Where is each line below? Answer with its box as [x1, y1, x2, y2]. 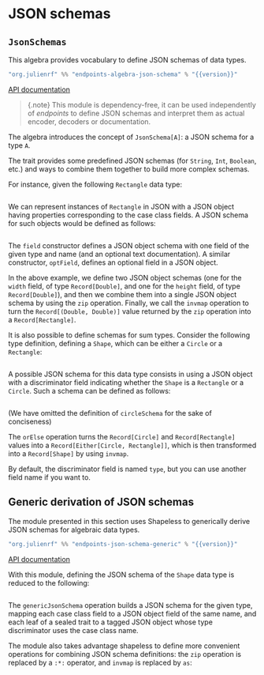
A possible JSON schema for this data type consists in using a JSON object [8, 369, 254, 379]
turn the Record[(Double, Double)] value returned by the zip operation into [8, 306, 252, 316]
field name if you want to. [8, 472, 91, 482]
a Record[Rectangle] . [8, 315, 76, 324]
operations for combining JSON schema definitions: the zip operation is [8, 649, 242, 658]
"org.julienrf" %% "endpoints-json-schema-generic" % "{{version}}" [8, 540, 238, 548]
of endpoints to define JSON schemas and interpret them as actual [27, 108, 245, 118]
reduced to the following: [8, 578, 90, 587]
